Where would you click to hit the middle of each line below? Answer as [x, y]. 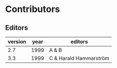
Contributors [33, 9]
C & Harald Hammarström [79, 58]
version [17, 42]
